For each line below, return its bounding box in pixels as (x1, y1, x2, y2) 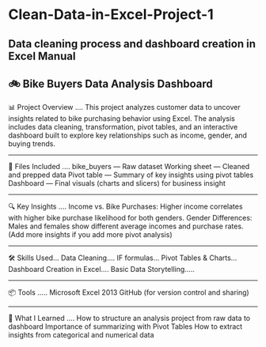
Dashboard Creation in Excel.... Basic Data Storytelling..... (8, 265, 196, 274)
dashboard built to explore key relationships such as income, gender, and (8, 130, 248, 140)
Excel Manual (8, 49, 76, 62)
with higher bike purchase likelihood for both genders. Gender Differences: (8, 213, 253, 223)
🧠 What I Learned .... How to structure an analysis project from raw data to (8, 314, 251, 323)
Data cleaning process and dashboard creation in (8, 37, 256, 51)
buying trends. (8, 139, 55, 149)
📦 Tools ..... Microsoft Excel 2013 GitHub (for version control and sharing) (8, 288, 249, 297)
